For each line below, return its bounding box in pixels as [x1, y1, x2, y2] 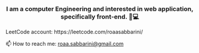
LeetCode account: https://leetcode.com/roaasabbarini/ [5, 29, 143, 36]
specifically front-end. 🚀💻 [60, 13, 139, 21]
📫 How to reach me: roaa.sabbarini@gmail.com [5, 40, 124, 48]
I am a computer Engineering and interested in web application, [6, 5, 194, 13]
